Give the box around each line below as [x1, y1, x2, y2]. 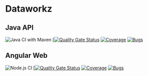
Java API [5, 23, 34, 32]
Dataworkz [5, 3, 52, 15]
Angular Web [5, 51, 48, 60]
